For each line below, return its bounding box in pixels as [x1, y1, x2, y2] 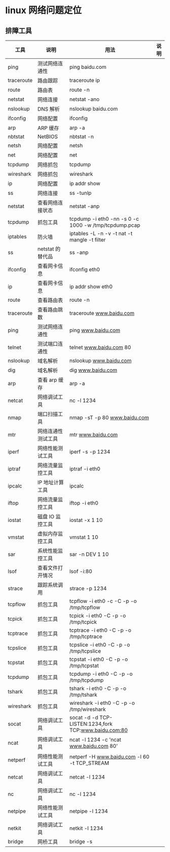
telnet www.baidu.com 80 [69, 344, 132, 351]
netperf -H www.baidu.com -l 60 [69, 753, 150, 760]
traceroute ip [69, 77, 100, 84]
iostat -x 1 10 [69, 517, 103, 523]
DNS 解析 [37, 106, 60, 112]
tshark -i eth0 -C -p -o [69, 685, 126, 692]
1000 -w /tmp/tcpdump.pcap [69, 222, 141, 228]
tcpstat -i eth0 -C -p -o [69, 656, 128, 663]
